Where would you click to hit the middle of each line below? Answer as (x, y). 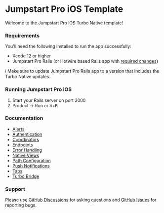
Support (15, 189)
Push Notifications (31, 166)
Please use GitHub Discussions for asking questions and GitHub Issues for (81, 200)
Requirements (22, 36)
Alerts (18, 129)
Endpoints (22, 145)
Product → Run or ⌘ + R (35, 105)
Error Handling (27, 150)
